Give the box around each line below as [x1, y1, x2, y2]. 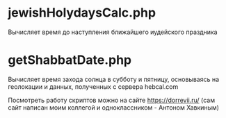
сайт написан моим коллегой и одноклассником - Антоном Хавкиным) [8, 103, 220, 112]
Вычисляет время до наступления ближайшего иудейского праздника [8, 28, 218, 36]
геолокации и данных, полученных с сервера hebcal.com [8, 82, 179, 91]
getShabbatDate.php [8, 52, 132, 68]
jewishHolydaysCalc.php [8, 5, 156, 21]
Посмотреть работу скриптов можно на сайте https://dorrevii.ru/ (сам [8, 96, 215, 104]
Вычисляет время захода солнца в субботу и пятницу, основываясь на [8, 75, 220, 83]
